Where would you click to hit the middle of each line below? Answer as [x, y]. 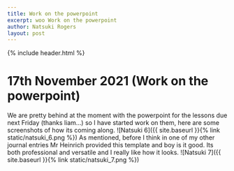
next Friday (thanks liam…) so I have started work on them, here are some [114, 123]
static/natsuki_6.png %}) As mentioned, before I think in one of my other [111, 137]
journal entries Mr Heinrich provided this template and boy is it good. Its [110, 145]
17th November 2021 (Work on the [108, 81]
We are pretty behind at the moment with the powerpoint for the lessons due [117, 115]
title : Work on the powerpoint [53, 14]
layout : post [26, 33]
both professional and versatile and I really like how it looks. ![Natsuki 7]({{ [114, 153]
